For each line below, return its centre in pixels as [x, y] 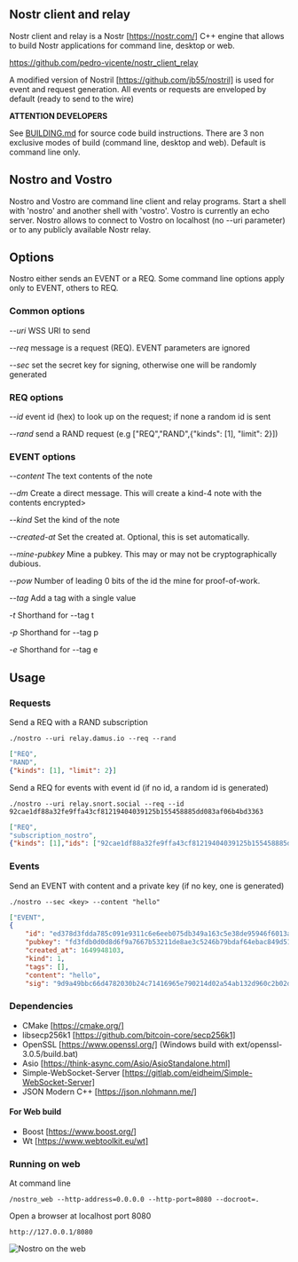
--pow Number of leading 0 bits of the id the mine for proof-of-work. [135, 581]
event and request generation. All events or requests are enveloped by [138, 89]
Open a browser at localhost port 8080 [80, 1216]
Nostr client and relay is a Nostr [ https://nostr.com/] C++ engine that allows [147, 35]
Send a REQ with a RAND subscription [79, 722]
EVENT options [43, 456]
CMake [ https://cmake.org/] [73, 1025]
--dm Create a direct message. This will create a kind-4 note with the [136, 493]
